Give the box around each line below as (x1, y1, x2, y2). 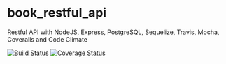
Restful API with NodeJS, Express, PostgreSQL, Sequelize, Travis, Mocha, (7, 28, 220, 36)
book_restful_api (7, 5, 107, 21)
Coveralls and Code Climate (7, 35, 88, 43)
